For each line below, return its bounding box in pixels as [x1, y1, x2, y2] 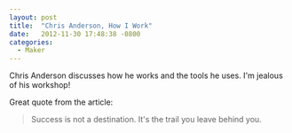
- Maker [17, 46, 46, 55]
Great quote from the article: [9, 97, 114, 107]
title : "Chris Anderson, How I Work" [9, 21, 153, 30]
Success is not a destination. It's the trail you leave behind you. [30, 114, 262, 125]
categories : [9, 37, 53, 47]
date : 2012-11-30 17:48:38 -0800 [9, 29, 141, 38]
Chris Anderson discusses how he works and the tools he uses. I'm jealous [9, 70, 284, 81]
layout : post [9, 12, 58, 22]
